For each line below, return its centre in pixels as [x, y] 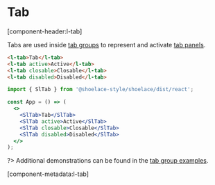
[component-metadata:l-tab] [48, 174]
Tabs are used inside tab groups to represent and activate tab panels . [106, 45]
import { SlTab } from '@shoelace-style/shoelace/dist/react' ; [101, 90]
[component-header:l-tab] [45, 31]
